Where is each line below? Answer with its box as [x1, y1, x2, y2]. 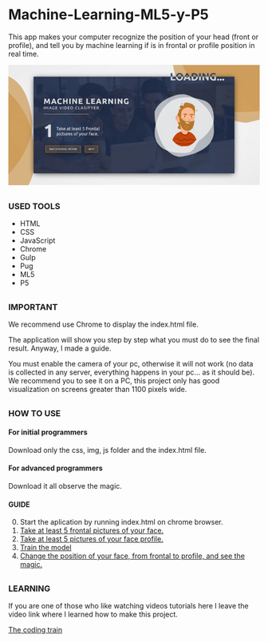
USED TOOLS [8, 200, 61, 212]
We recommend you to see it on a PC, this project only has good [8, 376, 220, 386]
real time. [8, 49, 39, 58]
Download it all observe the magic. [8, 481, 122, 490]
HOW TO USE [8, 407, 61, 418]
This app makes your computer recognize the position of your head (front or [8, 32, 259, 42]
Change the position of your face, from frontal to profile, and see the [19, 551, 246, 561]
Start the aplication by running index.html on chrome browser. [19, 517, 223, 527]
